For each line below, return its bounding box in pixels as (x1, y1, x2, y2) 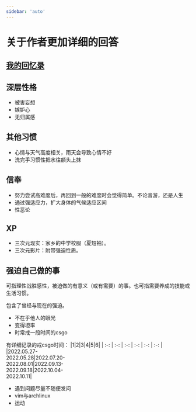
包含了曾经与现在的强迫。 (6, 302, 68, 309)
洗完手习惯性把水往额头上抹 (14, 156, 82, 163)
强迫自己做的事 (6, 265, 60, 275)
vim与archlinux (14, 392, 51, 399)
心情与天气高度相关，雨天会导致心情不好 (14, 148, 112, 155)
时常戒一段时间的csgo (14, 329, 68, 336)
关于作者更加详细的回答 (6, 36, 119, 49)
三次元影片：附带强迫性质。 (14, 247, 82, 254)
